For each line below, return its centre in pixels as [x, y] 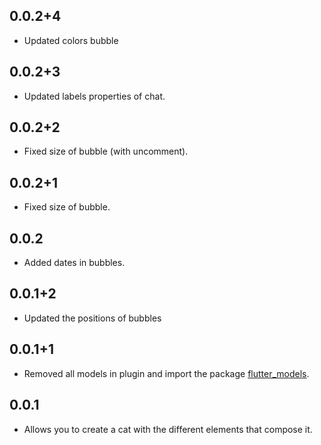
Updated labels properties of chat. [94, 96]
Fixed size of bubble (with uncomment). [106, 151]
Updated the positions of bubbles [92, 318]
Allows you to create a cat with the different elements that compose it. [168, 429]
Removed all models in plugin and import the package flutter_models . [166, 373]
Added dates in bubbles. [74, 263]
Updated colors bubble [71, 40]
